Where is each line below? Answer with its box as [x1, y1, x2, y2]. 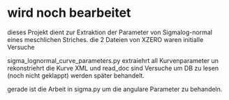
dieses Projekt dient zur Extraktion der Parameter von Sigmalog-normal [7, 28, 213, 36]
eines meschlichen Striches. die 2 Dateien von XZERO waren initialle [7, 35, 204, 43]
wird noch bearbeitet [7, 5, 131, 21]
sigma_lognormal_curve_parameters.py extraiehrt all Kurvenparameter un [7, 56, 219, 64]
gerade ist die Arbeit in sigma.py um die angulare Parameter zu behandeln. [7, 85, 223, 93]
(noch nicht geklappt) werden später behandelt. [7, 71, 145, 80]
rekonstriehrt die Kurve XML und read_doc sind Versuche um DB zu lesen [7, 64, 219, 72]
